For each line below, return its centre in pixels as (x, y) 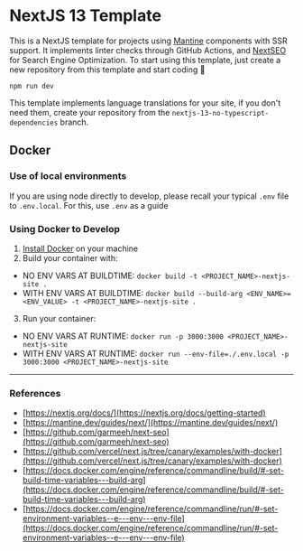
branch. (74, 122)
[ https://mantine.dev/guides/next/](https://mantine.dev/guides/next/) (150, 423)
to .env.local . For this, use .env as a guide (89, 205)
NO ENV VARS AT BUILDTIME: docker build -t (110, 275)
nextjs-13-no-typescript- (220, 113)
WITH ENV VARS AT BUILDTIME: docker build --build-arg (133, 293)
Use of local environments (68, 176)
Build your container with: (70, 257)
